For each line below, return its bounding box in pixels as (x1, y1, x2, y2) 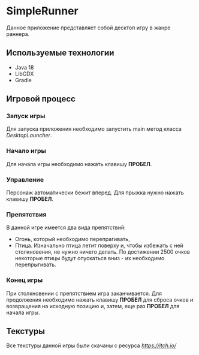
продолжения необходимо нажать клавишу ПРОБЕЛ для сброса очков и (6, 296, 194, 303)
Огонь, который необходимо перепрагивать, (14, 236, 130, 243)
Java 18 (14, 64, 34, 71)
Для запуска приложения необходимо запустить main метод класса (6, 125, 182, 133)
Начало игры (6, 147, 47, 155)
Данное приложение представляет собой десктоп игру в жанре (6, 24, 171, 31)
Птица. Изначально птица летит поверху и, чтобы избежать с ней (14, 242, 184, 249)
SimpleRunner (6, 4, 79, 18)
